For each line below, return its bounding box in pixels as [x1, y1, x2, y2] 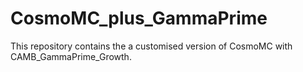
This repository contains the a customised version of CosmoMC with [10, 40, 293, 52]
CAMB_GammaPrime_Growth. [10, 50, 132, 62]
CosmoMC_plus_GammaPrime [10, 7, 268, 30]
